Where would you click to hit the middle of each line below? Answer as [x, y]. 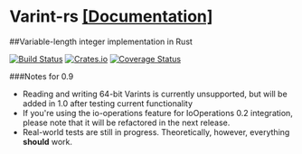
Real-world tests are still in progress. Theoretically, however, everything [156, 131]
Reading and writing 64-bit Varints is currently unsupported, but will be [155, 94]
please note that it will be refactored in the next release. [126, 122]
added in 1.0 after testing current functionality [107, 103]
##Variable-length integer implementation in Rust [101, 41]
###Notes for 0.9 [42, 76]
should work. [47, 141]
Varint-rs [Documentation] [111, 17]
